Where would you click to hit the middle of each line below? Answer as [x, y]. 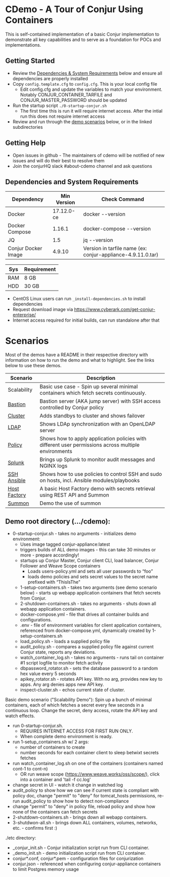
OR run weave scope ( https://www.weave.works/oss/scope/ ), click [90, 774]
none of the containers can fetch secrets [55, 812]
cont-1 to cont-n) [30, 769]
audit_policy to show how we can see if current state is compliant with [86, 790]
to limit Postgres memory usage [46, 869]
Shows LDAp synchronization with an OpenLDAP [98, 424]
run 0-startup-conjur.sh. [38, 726]
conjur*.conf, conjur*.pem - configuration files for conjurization [78, 859]
